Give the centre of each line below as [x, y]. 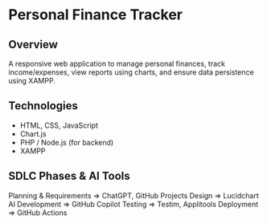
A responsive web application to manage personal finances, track [117, 63]
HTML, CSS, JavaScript [59, 125]
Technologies [43, 106]
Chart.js [33, 133]
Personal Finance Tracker [96, 15]
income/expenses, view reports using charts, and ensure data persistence [131, 72]
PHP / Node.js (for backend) [67, 142]
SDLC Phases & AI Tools [69, 176]
